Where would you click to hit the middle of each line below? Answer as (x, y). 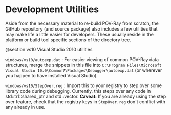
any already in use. (25, 107)
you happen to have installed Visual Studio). (52, 75)
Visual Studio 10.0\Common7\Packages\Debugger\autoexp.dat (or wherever (84, 70)
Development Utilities (52, 9)
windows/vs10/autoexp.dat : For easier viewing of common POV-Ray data (82, 59)
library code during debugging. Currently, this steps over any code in (78, 91)
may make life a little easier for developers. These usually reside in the (79, 34)
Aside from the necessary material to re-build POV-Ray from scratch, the (82, 23)
